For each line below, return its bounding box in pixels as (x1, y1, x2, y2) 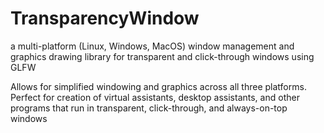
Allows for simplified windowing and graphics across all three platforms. (10, 80, 307, 92)
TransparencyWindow (10, 7, 200, 30)
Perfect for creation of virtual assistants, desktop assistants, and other (10, 91, 300, 103)
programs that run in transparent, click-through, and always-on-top (10, 102, 288, 114)
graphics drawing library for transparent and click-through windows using (10, 50, 315, 62)
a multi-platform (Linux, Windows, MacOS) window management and (10, 40, 295, 52)
